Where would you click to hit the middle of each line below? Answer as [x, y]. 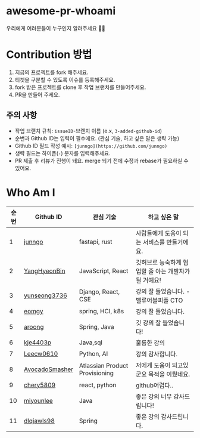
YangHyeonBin [44, 271]
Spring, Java [96, 326]
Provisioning [96, 373]
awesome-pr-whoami [61, 11]
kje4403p [37, 343]
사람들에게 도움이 [159, 233]
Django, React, [99, 292]
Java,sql [91, 343]
